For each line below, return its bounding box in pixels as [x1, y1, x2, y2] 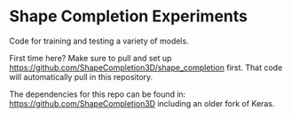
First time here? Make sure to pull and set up [9, 52, 172, 63]
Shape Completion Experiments [9, 6, 248, 27]
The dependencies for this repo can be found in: [9, 89, 186, 99]
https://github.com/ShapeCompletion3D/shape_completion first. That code [9, 62, 283, 73]
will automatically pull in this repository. [9, 71, 153, 82]
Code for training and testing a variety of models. [9, 35, 189, 46]
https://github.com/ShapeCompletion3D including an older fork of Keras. [9, 98, 275, 108]
